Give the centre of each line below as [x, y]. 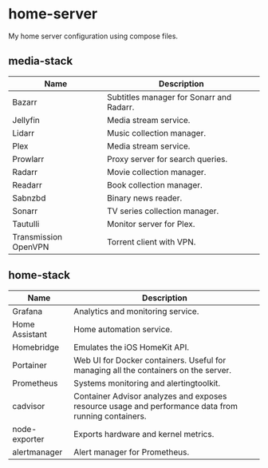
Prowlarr [28, 159]
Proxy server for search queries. [167, 159]
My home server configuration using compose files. [93, 36]
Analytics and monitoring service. [136, 311]
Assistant [30, 334]
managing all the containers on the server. [153, 370]
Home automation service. [123, 329]
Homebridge [36, 347]
